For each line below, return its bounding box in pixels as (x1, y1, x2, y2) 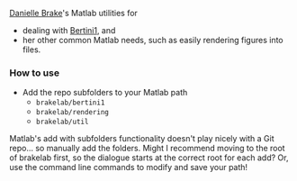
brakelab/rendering (35, 108, 110, 117)
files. (22, 44, 41, 55)
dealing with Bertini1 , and (22, 25, 116, 35)
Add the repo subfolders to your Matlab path (22, 87, 188, 98)
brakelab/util (35, 117, 89, 127)
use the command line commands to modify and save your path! (9, 162, 248, 173)
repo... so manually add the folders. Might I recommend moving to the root (9, 143, 285, 154)
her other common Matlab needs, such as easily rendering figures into (22, 35, 283, 45)
